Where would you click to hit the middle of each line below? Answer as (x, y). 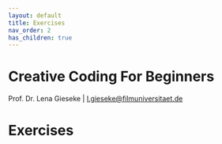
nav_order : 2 (30, 30)
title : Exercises (37, 23)
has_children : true (40, 38)
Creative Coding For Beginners (111, 77)
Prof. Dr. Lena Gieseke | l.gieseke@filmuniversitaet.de (96, 99)
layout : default (35, 15)
